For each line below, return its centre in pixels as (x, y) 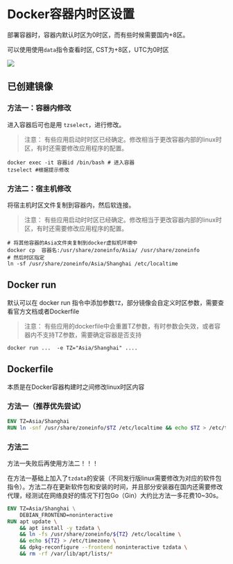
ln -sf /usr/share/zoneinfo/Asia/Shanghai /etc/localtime (93, 264)
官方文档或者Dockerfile (46, 311)
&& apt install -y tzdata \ (60, 528)
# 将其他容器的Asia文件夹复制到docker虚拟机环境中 (72, 243)
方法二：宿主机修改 (39, 188)
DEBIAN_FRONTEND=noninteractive (66, 515)
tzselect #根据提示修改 (38, 170)
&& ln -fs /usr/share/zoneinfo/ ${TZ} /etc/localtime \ (101, 534)
